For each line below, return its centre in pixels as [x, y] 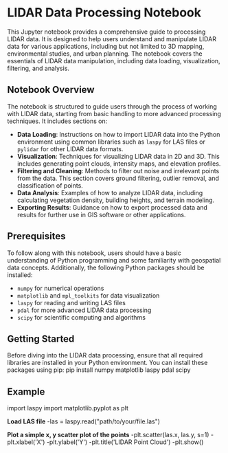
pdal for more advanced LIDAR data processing [84, 310]
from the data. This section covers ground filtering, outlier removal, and [118, 178]
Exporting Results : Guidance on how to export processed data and [112, 207]
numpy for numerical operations [60, 288]
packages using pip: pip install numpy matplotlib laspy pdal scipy [99, 370]
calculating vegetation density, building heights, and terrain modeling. [116, 200]
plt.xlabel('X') [26, 442]
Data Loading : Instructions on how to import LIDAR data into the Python [118, 134]
